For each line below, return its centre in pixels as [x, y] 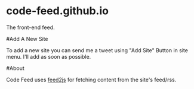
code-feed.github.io [58, 11]
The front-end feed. [30, 27]
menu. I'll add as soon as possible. [49, 56]
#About [16, 68]
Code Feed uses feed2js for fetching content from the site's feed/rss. [91, 80]
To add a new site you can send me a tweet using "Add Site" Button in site [97, 50]
